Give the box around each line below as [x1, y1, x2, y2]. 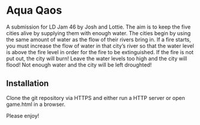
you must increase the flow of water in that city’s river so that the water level [6, 42, 194, 49]
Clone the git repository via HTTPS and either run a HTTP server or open [6, 94, 185, 101]
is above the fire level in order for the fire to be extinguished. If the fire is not [6, 48, 194, 55]
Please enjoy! [6, 112, 39, 119]
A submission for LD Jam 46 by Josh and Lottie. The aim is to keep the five [6, 23, 191, 30]
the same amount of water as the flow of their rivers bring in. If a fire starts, [6, 36, 191, 43]
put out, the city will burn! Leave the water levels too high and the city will [6, 55, 187, 62]
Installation [6, 79, 49, 89]
